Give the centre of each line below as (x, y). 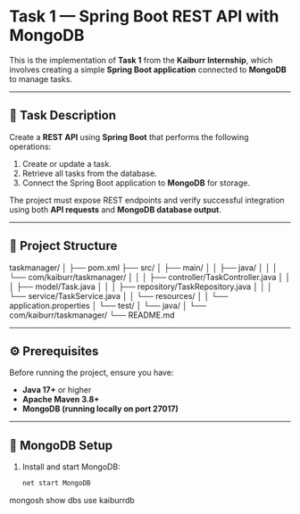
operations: (30, 146)
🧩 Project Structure (63, 246)
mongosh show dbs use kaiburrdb (72, 501)
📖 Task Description (63, 116)
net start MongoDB (56, 484)
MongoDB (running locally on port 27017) (100, 409)
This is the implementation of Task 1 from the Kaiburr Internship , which (141, 60)
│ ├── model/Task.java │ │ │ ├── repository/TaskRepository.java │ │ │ (141, 286)
